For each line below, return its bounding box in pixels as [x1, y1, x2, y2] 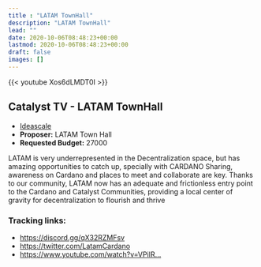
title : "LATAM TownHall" [8, 11, 93, 20]
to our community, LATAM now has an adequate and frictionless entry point [8, 179, 254, 188]
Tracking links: [8, 215, 67, 226]
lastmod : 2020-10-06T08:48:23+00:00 [8, 41, 129, 49]
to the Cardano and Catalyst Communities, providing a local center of [8, 186, 233, 196]
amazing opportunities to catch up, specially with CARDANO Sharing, [8, 161, 233, 171]
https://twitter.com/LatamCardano [19, 241, 131, 250]
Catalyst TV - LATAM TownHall [8, 100, 163, 114]
